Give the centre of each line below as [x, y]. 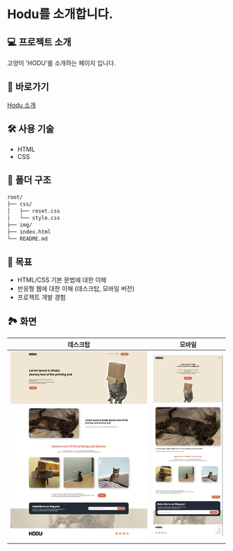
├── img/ [20, 225]
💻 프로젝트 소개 [39, 42]
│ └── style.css [34, 218]
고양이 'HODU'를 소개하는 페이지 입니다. [62, 63]
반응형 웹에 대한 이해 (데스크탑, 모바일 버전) [76, 289]
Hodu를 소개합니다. [60, 14]
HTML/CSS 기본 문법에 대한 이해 [62, 280]
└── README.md [28, 239]
